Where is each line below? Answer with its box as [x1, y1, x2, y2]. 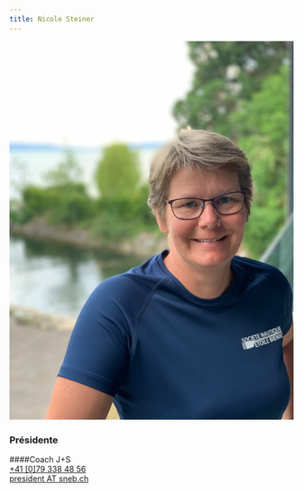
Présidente [9, 434, 59, 446]
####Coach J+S [9, 453, 71, 464]
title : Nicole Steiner [9, 14, 95, 23]
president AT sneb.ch [9, 473, 89, 484]
